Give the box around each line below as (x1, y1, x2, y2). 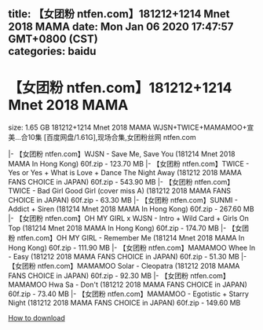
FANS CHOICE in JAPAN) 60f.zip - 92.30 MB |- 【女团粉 (8, 271, 188, 280)
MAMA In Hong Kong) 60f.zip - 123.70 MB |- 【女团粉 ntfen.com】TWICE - (8, 159, 250, 169)
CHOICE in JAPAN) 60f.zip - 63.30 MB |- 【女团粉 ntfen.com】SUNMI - (8, 196, 238, 205)
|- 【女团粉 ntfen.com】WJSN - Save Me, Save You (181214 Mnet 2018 (8, 149, 236, 159)
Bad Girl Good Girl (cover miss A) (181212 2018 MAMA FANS (37, 186, 232, 196)
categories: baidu (8, 45, 97, 58)
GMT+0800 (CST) (8, 32, 98, 46)
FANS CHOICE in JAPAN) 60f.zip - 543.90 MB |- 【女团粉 (8, 178, 193, 187)
